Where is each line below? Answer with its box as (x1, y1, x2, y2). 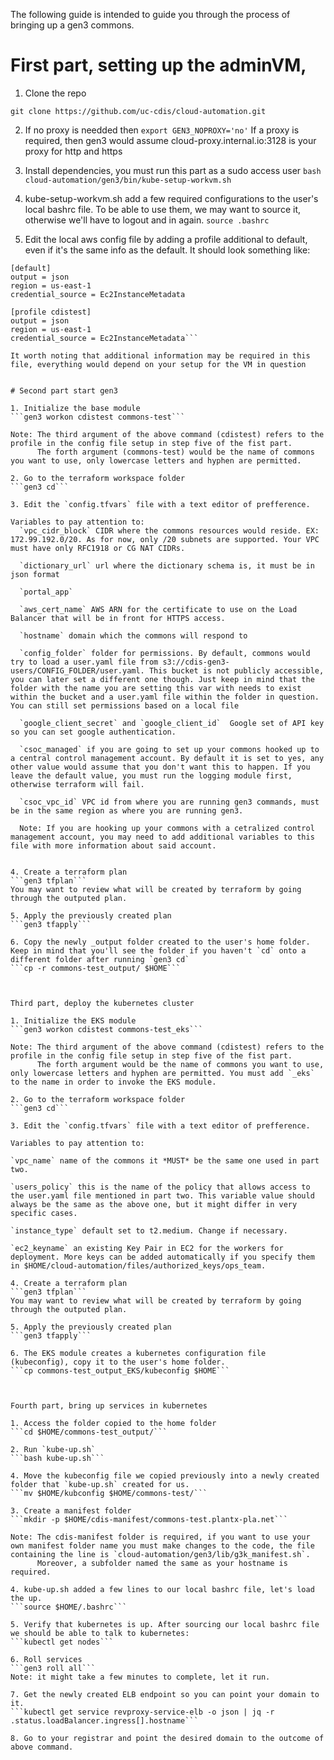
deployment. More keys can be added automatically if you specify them (10, 1252, 315, 1262)
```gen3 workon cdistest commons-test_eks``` (10, 1024, 203, 1034)
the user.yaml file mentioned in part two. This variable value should (10, 1190, 315, 1201)
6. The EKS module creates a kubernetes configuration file (10, 1348, 267, 1358)
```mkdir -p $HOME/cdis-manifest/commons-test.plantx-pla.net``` (10, 1514, 288, 1524)
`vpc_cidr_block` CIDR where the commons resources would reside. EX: (19, 525, 320, 536)
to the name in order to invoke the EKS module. (10, 1077, 217, 1087)
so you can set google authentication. (10, 727, 177, 737)
